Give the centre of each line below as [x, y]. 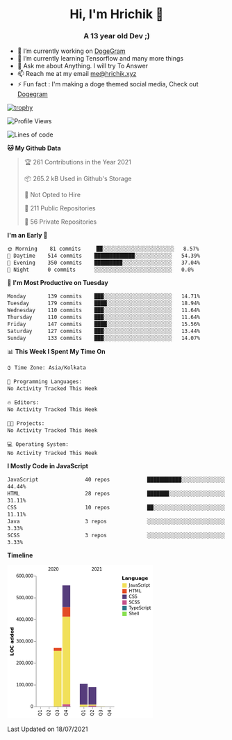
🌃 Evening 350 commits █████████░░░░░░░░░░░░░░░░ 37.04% [103, 263]
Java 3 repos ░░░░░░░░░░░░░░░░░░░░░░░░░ [116, 522]
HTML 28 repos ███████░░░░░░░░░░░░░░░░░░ [116, 494]
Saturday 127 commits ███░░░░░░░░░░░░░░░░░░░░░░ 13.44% [103, 331]
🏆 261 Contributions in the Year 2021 [78, 162]
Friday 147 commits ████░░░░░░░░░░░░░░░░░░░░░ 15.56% [103, 324]
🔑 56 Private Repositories [60, 222]
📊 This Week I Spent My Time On [56, 352]
